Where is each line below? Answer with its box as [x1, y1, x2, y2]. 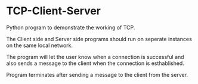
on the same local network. [6, 42, 73, 49]
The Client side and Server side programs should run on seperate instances [6, 35, 192, 42]
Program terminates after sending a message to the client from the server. [6, 71, 188, 78]
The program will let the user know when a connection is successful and [6, 53, 184, 60]
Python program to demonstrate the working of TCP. [6, 24, 135, 31]
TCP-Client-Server [6, 4, 101, 18]
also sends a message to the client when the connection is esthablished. [6, 60, 185, 67]
